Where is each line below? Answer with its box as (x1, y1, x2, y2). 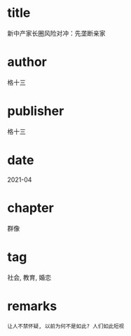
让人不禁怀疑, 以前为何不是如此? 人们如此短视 (7, 323, 125, 330)
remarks (7, 298, 57, 314)
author (7, 54, 48, 70)
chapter (7, 200, 54, 215)
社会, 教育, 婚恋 (7, 273, 51, 281)
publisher (7, 103, 64, 119)
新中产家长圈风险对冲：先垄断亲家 (7, 29, 106, 37)
